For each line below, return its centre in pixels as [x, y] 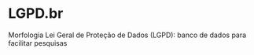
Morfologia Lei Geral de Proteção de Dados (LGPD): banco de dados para [127, 35]
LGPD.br [36, 14]
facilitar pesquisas [38, 43]
